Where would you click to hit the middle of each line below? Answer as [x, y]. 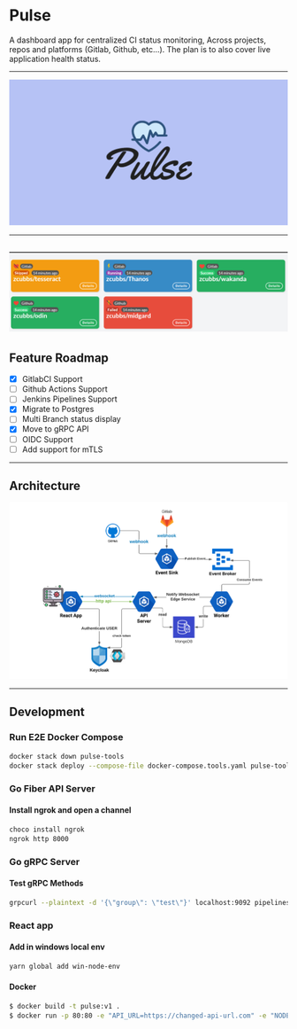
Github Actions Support [65, 389]
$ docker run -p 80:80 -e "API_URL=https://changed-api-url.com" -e [138, 1016]
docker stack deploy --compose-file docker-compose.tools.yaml [128, 766]
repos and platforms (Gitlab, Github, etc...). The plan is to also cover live [140, 49]
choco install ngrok [47, 830]
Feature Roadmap [59, 358]
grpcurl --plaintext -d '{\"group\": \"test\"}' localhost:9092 [130, 903]
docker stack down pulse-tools [67, 757]
